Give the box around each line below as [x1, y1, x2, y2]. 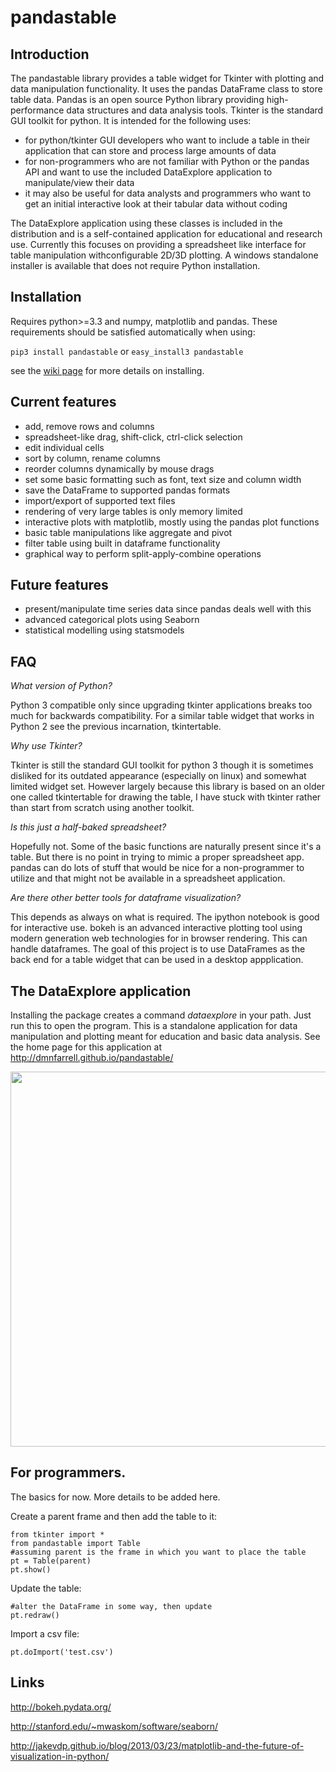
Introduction [10, 46, 90, 63]
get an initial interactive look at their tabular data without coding [24, 198, 288, 210]
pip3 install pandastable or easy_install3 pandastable [10, 345, 244, 357]
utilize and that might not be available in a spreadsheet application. [10, 872, 286, 885]
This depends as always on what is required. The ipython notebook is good [10, 911, 320, 923]
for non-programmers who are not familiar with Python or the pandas [24, 156, 310, 167]
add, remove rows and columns [24, 420, 155, 432]
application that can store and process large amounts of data [24, 145, 277, 156]
